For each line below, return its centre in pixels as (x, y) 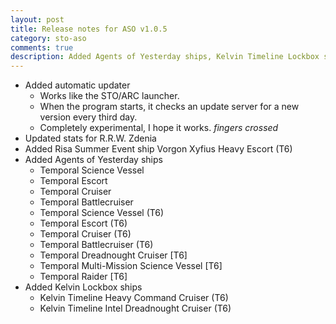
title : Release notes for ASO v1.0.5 (89, 29)
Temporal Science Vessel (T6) (102, 213)
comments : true (42, 47)
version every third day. (88, 117)
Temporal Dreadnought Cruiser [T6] (113, 255)
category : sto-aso (48, 38)
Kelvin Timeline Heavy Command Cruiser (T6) (134, 298)
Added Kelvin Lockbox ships (83, 287)
